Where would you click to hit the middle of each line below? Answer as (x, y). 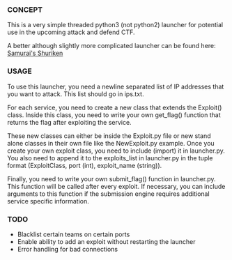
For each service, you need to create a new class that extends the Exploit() (115, 107)
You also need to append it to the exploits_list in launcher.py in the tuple (110, 158)
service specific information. (48, 201)
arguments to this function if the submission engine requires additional (109, 194)
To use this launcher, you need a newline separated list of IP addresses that (116, 86)
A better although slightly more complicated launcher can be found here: (111, 46)
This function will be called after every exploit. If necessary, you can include (116, 186)
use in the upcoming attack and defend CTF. (71, 32)
